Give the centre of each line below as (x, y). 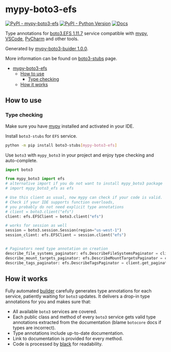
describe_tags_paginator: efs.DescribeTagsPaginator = (65, 263)
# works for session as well (36, 226)
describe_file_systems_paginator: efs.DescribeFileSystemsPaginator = (82, 253)
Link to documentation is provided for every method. (68, 339)
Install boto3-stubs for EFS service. (41, 136)
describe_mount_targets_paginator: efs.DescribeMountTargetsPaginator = (84, 258)
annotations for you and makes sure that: (48, 302)
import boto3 (19, 170)
